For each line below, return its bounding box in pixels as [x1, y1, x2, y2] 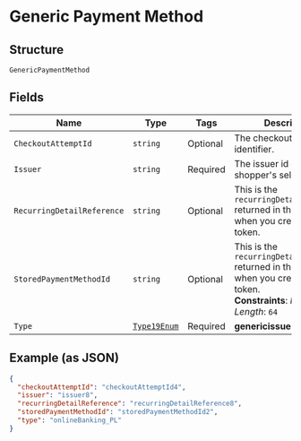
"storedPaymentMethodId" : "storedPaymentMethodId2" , [17, 408, 219, 417]
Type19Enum [133, 321, 179, 331]
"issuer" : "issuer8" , [17, 391, 99, 400]
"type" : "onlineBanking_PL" [17, 416, 123, 425]
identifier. [234, 143, 275, 155]
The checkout [234, 132, 293, 144]
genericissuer [234, 320, 296, 333]
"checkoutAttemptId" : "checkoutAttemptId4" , [17, 383, 186, 392]
